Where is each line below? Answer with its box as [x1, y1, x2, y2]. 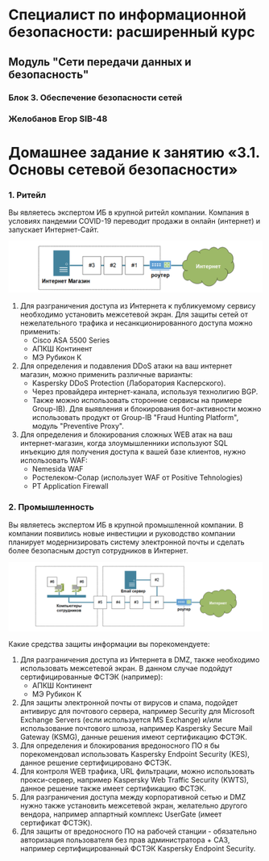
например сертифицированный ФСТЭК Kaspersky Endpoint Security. [19, 844, 256, 854]
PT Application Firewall [31, 481, 109, 491]
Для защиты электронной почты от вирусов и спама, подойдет [19, 698, 238, 708]
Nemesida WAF [31, 464, 84, 474]
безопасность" [8, 67, 89, 82]
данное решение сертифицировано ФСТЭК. [19, 758, 172, 768]
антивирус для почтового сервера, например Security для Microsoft [19, 707, 255, 716]
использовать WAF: [19, 456, 89, 465]
